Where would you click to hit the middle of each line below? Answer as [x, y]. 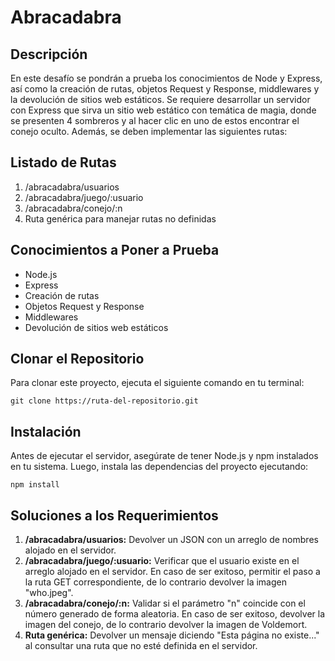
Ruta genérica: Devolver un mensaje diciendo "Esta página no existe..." [172, 635]
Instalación [46, 431]
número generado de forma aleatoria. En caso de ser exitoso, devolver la [175, 614]
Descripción [49, 54]
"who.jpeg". [49, 593]
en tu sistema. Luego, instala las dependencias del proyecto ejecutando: [159, 467]
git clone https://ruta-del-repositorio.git [104, 401]
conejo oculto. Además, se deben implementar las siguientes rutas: [149, 131]
